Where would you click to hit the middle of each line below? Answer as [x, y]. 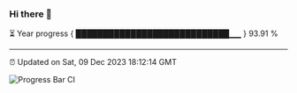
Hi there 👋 [31, 14]
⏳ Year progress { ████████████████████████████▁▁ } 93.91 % [144, 33]
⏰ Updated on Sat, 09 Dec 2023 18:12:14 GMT [93, 62]
